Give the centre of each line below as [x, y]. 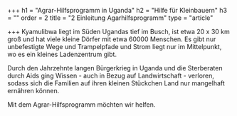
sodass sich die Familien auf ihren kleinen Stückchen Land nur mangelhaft [116, 83]
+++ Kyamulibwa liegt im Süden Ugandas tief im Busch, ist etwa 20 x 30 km [118, 32]
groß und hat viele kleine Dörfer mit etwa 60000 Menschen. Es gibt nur [112, 39]
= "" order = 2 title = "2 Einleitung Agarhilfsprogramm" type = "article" [110, 18]
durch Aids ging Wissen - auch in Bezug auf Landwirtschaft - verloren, [111, 75]
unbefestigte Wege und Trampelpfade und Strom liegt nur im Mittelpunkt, [115, 47]
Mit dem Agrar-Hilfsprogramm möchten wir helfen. [81, 105]
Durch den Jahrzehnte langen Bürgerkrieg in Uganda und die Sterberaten [115, 68]
